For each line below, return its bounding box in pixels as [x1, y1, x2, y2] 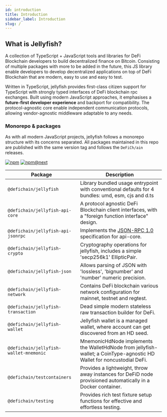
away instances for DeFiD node [80, 371, 153, 378]
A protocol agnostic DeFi [80, 200, 138, 207]
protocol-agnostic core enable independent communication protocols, [5, 105, 149, 111]
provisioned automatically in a [80, 377, 150, 384]
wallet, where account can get [80, 323, 151, 330]
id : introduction [5, 7, 41, 12]
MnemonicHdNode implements [80, 338, 153, 345]
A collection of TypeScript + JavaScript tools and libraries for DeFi [5, 53, 141, 59]
